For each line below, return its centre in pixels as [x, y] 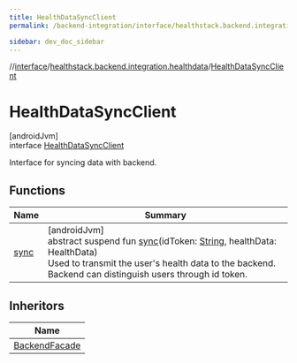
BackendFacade [47, 345]
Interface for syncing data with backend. [83, 163]
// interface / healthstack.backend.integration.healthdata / [110, 66]
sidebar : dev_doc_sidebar [57, 42]
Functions [38, 190]
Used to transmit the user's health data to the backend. [162, 263]
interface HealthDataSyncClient [67, 146]
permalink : [29, 26]
